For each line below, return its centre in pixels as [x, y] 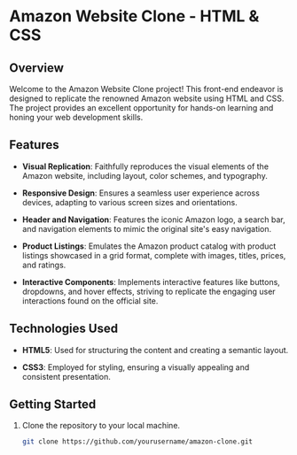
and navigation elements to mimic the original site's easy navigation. [147, 228]
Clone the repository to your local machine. [101, 426]
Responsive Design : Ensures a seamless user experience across [141, 193]
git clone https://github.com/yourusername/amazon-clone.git [137, 442]
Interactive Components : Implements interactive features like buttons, [151, 281]
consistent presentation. [66, 376]
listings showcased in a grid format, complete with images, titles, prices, [154, 255]
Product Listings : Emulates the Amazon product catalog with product [149, 246]
